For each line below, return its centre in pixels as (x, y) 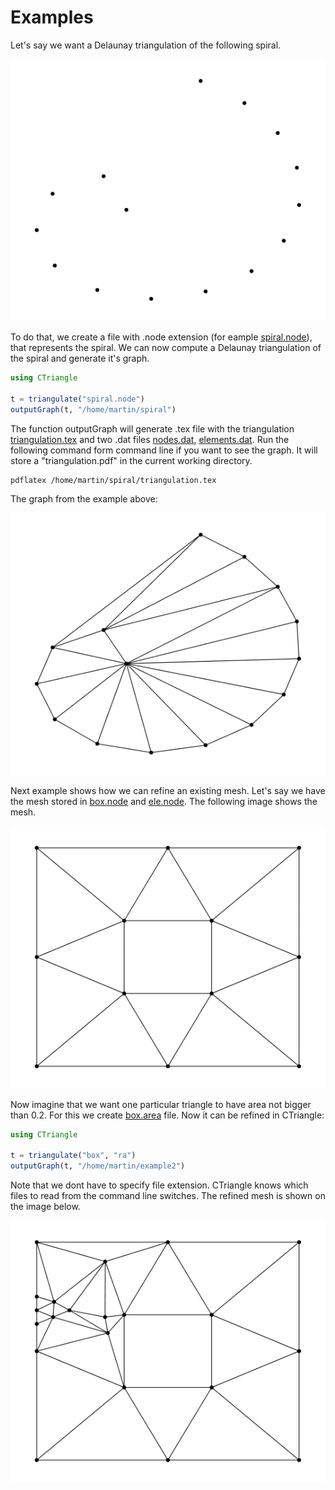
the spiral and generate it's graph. (80, 358)
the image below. (45, 1206)
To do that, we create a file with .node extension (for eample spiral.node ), (161, 337)
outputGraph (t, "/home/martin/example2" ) (98, 1166)
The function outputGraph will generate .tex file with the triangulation (152, 428)
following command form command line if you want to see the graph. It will (164, 450)
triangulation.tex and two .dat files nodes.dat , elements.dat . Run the (150, 439)
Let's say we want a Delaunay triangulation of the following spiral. (146, 45)
